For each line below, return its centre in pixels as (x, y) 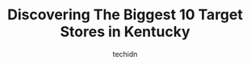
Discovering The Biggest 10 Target (125, 15)
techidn (125, 54)
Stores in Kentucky (125, 32)
